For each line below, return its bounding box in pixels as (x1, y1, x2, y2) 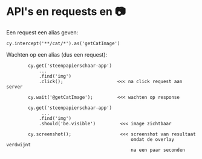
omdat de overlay (131, 136, 174, 142)
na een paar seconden (131, 147, 186, 153)
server (6, 84, 23, 90)
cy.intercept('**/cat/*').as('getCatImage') (6, 40, 120, 46)
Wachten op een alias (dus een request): (6, 51, 108, 58)
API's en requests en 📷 (6, 5, 126, 19)
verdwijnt (6, 142, 31, 148)
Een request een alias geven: (6, 28, 79, 36)
